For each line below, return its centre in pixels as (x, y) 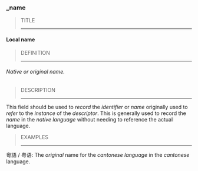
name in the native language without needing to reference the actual (90, 119)
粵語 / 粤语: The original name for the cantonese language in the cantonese (98, 154)
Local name (21, 40)
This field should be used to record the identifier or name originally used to (97, 107)
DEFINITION (35, 52)
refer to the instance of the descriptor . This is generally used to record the (96, 113)
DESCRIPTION (38, 90)
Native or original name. (35, 72)
